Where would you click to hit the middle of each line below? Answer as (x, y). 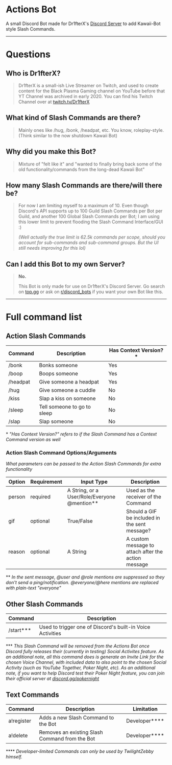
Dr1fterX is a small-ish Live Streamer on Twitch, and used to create (88, 85)
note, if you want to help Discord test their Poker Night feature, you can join (85, 673)
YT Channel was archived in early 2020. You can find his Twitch (85, 96)
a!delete (18, 735)
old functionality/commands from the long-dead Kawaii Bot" (81, 169)
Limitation (145, 709)
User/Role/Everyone (91, 497)
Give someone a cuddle (67, 390)
